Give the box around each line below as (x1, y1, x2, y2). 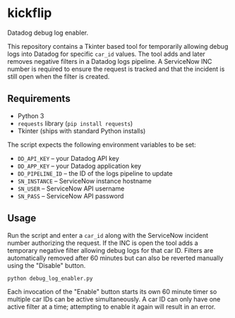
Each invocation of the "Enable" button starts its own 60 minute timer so (7, 288, 217, 296)
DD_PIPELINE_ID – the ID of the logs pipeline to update (17, 169, 173, 178)
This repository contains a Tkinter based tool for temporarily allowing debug (7, 42, 229, 50)
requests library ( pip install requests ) (17, 119, 133, 127)
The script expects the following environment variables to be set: (7, 140, 196, 149)
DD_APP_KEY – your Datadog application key (17, 161, 142, 170)
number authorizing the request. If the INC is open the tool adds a (7, 239, 199, 247)
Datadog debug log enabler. (7, 28, 89, 37)
